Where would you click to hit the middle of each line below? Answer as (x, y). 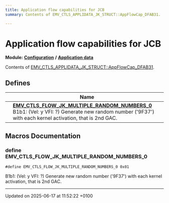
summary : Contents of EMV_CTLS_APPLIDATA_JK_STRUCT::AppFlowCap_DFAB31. (83, 15)
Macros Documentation (43, 136)
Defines (18, 83)
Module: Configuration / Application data (49, 58)
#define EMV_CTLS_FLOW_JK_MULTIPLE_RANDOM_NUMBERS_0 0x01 (67, 167)
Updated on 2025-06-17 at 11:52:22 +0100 (49, 195)
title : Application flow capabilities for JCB (55, 10)
